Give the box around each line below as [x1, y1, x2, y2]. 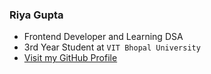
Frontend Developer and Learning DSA [23, 31, 184, 43]
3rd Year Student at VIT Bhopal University [23, 41, 201, 53]
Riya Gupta [9, 8, 64, 22]
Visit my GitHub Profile [23, 52, 118, 64]
